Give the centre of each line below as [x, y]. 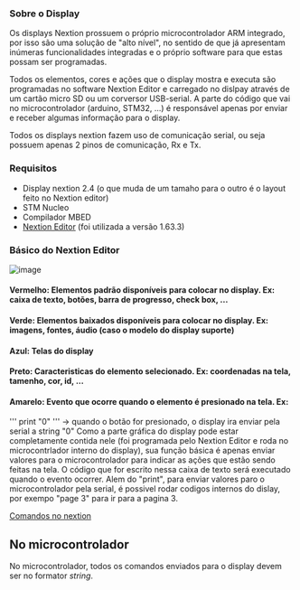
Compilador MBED [57, 217]
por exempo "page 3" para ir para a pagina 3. [94, 499]
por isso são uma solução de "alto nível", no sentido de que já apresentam [148, 42]
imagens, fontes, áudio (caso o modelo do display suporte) [122, 330]
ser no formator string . [51, 576]
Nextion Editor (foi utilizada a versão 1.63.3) [103, 226]
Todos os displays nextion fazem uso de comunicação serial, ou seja [137, 136]
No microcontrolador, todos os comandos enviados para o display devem [146, 567]
